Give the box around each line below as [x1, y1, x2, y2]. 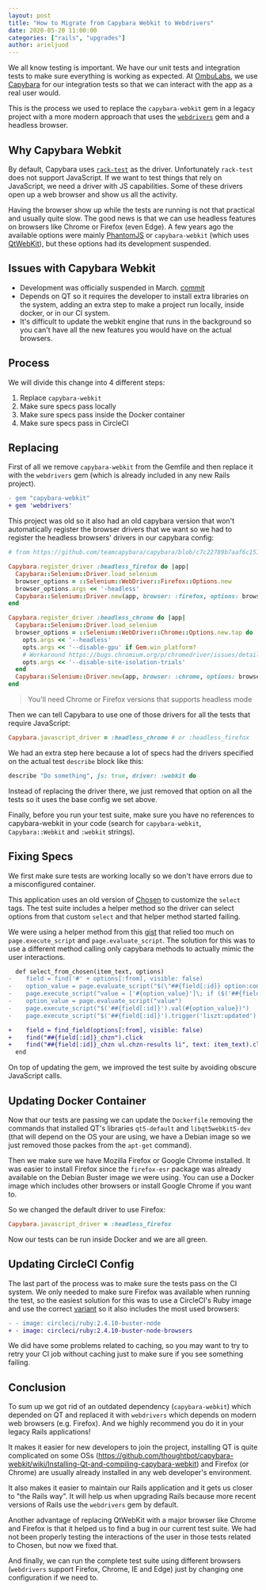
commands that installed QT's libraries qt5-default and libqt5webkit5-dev [8, 1123, 251, 1133]
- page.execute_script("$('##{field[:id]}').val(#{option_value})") [8, 1004, 249, 1012]
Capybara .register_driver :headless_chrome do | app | [8, 614, 186, 622]
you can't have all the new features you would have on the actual [19, 325, 232, 334]
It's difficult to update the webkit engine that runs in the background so [19, 317, 252, 326]
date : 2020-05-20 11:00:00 [8, 26, 97, 34]
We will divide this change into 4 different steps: [8, 378, 165, 387]
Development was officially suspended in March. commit [19, 282, 205, 292]
